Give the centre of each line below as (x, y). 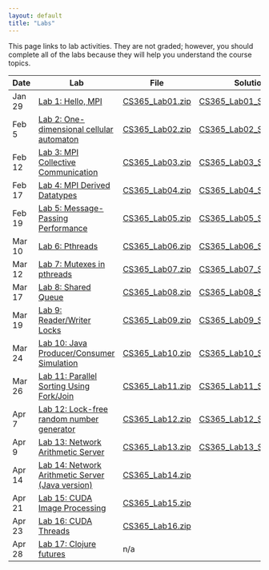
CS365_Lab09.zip (157, 320)
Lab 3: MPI (59, 152)
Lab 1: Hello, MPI (70, 101)
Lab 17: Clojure (68, 544)
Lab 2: (50, 119)
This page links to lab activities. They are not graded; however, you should (131, 46)
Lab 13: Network (70, 442)
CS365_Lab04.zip (157, 190)
